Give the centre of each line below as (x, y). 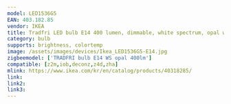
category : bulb (29, 39)
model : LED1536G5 (32, 13)
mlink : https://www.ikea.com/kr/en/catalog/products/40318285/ (100, 70)
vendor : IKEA (26, 26)
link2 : (16, 83)
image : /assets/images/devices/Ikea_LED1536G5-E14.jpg (87, 52)
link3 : (16, 90)
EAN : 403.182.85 (30, 20)
